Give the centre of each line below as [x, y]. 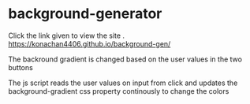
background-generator [85, 14]
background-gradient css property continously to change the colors [119, 91]
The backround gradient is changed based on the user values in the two [125, 59]
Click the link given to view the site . [66, 35]
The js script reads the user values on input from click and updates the [123, 83]
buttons [21, 67]
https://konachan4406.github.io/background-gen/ [90, 43]
